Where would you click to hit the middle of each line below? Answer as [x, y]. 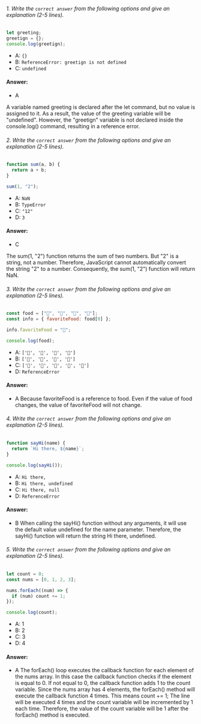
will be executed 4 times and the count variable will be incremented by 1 [104, 702]
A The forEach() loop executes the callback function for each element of [104, 670]
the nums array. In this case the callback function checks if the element [103, 676]
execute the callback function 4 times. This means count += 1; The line [102, 696]
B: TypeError [30, 204]
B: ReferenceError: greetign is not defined [71, 62]
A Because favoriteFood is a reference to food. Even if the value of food [103, 398]
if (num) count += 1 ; [39, 596]
